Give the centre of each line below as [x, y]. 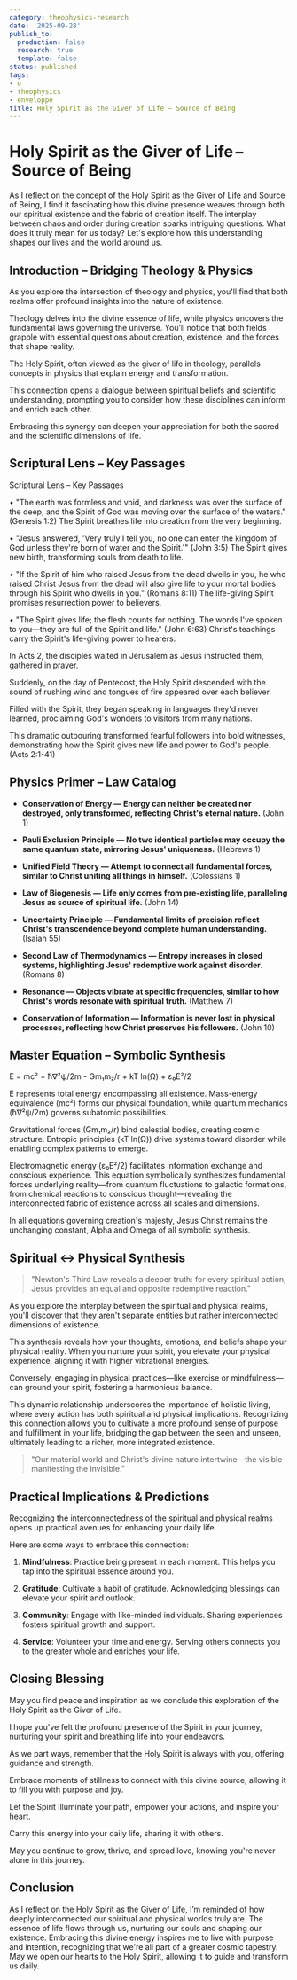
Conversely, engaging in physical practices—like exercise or [119, 1378]
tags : [19, 75]
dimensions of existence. [55, 1325]
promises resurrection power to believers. [86, 602]
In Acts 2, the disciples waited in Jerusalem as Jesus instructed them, [137, 655]
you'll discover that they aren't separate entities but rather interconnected [144, 1315]
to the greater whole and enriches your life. [101, 1651]
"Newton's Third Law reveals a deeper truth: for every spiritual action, [158, 1280]
